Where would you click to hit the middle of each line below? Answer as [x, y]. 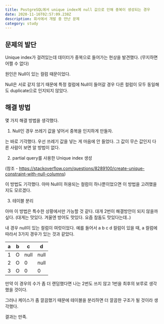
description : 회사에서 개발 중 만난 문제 [42, 19]
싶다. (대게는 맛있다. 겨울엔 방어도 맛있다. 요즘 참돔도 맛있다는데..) [68, 217]
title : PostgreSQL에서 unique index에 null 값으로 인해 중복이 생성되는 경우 [78, 10]
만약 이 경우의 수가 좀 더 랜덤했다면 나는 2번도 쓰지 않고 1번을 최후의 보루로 [77, 283]
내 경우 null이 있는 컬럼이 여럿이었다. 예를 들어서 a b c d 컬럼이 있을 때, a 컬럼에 [81, 227]
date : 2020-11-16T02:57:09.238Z [38, 14]
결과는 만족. [16, 317]
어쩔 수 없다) [17, 64]
